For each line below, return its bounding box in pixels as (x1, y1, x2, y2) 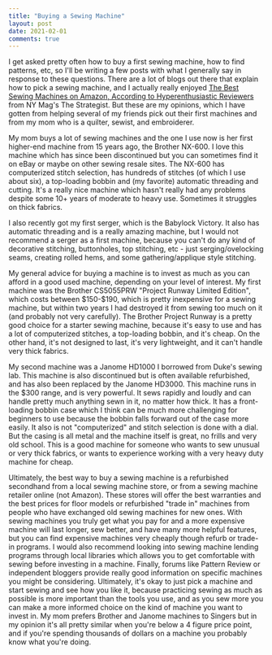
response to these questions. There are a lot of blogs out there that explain (8, 74, 259, 84)
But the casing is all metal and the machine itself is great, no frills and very (8, 431, 257, 441)
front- (239, 396, 259, 407)
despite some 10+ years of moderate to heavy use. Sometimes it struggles (8, 194, 257, 203)
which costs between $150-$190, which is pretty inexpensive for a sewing (8, 295, 257, 304)
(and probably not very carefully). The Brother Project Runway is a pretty (8, 312, 253, 321)
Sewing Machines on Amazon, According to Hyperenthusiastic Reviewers (8, 91, 254, 102)
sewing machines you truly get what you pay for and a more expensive (8, 516, 245, 526)
